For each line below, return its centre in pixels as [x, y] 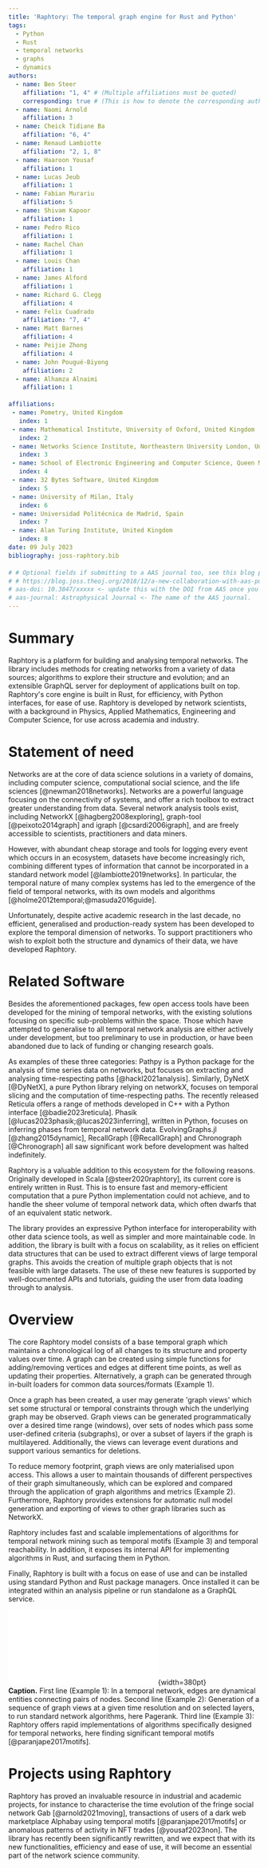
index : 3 [33, 455]
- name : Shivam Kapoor [53, 211]
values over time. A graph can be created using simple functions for [120, 1359]
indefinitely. [27, 1154]
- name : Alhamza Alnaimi [57, 379]
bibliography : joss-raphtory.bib [64, 556]
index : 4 [33, 472]
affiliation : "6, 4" [57, 135]
